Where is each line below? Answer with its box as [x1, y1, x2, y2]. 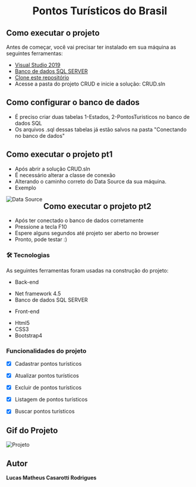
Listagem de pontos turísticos [14, 396, 88, 403]
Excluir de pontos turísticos [14, 384, 82, 391]
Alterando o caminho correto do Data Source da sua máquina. [14, 178, 167, 185]
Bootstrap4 [14, 331, 43, 339]
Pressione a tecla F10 [14, 223, 67, 230]
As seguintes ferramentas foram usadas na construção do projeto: [6, 267, 169, 274]
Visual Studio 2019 [14, 61, 61, 68]
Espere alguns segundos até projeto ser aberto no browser [14, 230, 159, 237]
